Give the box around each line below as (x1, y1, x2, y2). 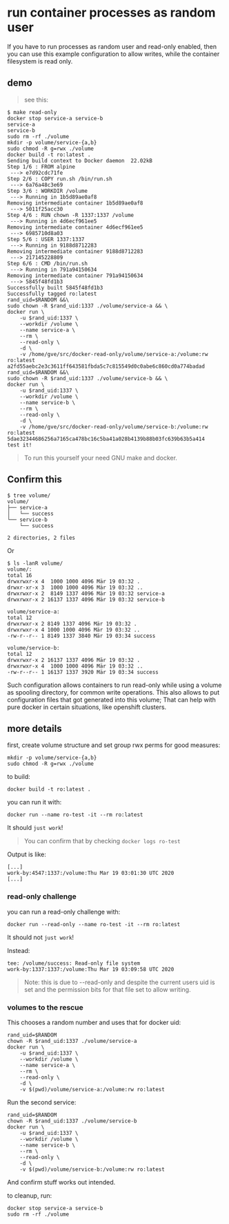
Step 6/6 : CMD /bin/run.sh (7, 260, 88, 267)
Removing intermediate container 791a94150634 (7, 272, 143, 279)
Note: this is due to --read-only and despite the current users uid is (23, 978, 215, 986)
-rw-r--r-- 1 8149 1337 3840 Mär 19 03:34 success (7, 632, 156, 639)
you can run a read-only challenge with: (7, 907, 121, 916)
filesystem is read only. (7, 57, 73, 65)
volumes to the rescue (7, 1002, 84, 1012)
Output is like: (7, 850, 46, 858)
